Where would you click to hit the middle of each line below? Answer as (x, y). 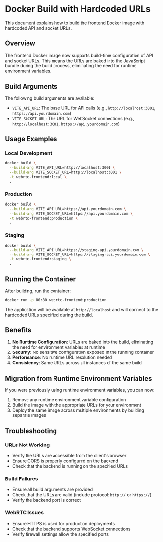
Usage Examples (31, 139)
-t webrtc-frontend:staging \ (40, 259)
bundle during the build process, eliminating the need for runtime (71, 65)
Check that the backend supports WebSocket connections (71, 529)
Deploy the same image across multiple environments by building (78, 410)
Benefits (18, 330)
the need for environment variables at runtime (59, 347)
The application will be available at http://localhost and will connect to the (82, 309)
